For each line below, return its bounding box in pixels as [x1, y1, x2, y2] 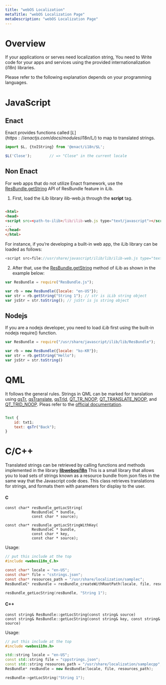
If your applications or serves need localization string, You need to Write [5, 54, 152, 60]
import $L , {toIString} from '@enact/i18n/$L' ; [5, 145, 105, 150]
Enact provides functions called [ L [5, 130, 75, 136]
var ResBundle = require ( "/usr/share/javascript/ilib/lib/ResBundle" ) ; [5, 340, 156, 345]
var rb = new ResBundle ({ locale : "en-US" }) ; [5, 288, 98, 294]
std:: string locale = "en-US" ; [5, 652, 70, 658]
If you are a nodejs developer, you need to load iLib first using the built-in [5, 325, 154, 331]
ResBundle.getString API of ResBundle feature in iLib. [5, 185, 114, 191]
